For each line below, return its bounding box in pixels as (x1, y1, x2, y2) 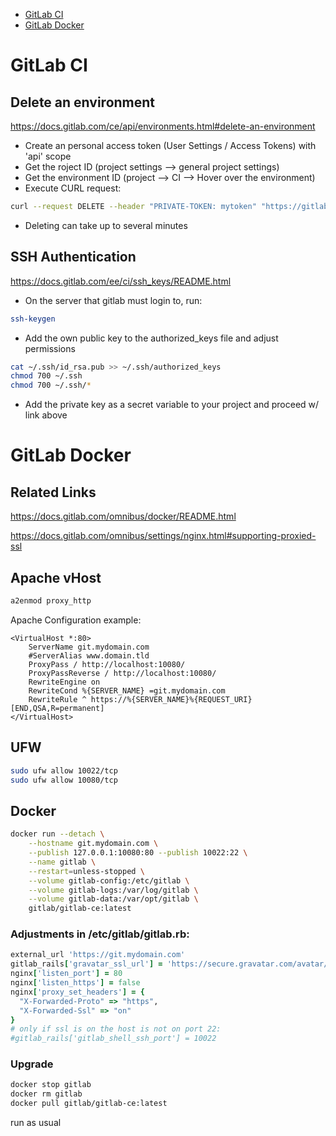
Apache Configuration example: (10, 614, 142, 626)
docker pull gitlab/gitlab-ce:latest (10, 1099, 168, 1109)
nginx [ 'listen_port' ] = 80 (10, 969, 123, 979)
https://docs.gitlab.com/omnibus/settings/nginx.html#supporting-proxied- (10, 530, 317, 542)
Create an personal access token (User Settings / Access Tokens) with (24, 140, 317, 151)
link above (24, 409, 68, 421)
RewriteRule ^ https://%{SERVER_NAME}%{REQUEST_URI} (28, 694, 253, 704)
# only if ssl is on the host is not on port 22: (10, 1024, 222, 1034)
